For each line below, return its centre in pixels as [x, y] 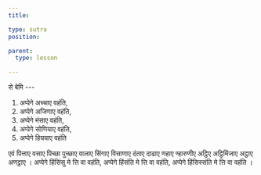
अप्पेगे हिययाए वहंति [43, 138]
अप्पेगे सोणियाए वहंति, [45, 129]
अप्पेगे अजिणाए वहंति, [45, 112]
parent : [21, 51]
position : [24, 37]
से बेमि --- [22, 87]
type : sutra [27, 29]
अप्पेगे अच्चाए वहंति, [43, 103]
